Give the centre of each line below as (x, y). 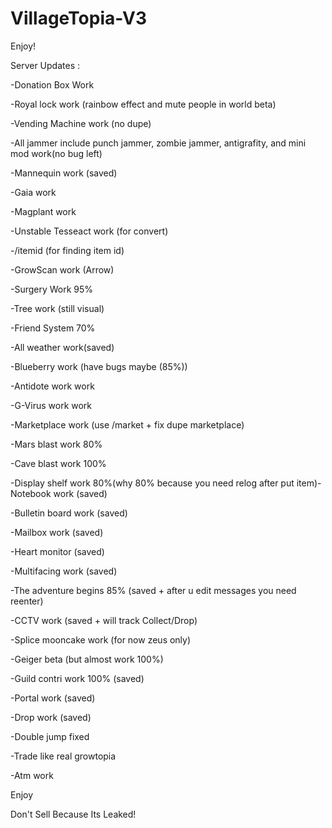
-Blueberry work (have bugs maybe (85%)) (99, 366)
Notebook (31, 493)
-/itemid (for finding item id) (67, 250)
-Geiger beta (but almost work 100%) (87, 659)
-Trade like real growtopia (63, 756)
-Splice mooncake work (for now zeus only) (101, 639)
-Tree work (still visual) (57, 308)
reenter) (27, 601)
